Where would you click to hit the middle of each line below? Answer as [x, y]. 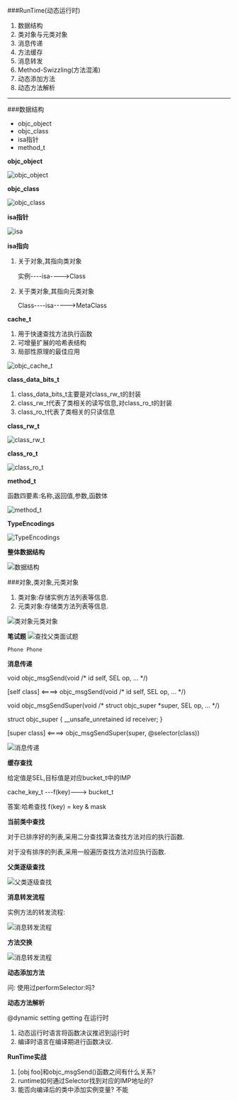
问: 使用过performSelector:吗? [51, 988]
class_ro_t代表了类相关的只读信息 [66, 412]
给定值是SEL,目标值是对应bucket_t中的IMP [69, 778]
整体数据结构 [26, 552]
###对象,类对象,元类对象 [43, 582]
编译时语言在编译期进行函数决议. [65, 1041]
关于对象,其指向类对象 [50, 261]
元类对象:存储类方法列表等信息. [63, 606]
